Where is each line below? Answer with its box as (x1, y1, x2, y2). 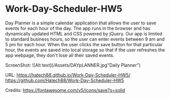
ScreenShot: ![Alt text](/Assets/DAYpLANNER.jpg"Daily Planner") (5, 62, 141, 68)
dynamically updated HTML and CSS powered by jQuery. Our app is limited (5, 30, 162, 37)
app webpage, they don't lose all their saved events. (5, 52, 115, 58)
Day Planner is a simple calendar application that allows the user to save (5, 20, 156, 26)
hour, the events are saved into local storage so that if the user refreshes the (5, 47, 165, 53)
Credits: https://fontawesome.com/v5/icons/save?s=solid (5, 87, 125, 93)
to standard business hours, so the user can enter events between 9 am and (5, 36, 165, 42)
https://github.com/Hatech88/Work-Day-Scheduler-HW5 (5, 77, 124, 83)
